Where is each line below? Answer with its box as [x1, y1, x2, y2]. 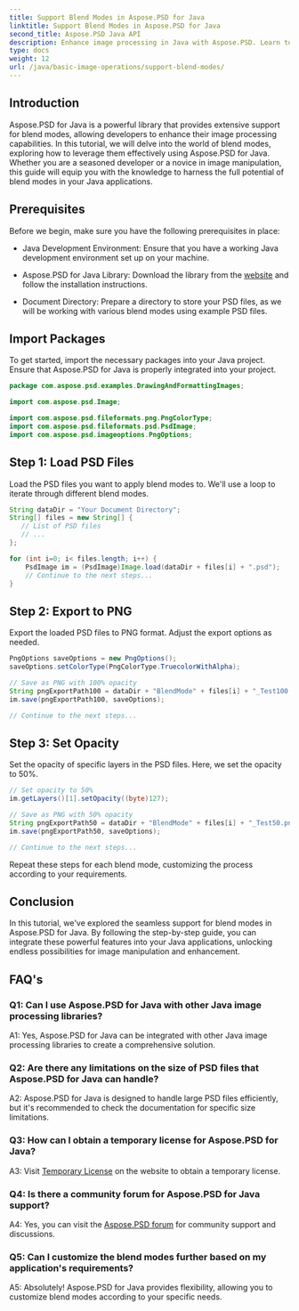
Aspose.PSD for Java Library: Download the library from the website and [21, 269, 289, 280]
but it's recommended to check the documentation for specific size [9, 1103, 256, 1113]
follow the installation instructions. [21, 279, 149, 289]
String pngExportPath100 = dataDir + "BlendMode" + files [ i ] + [9, 686, 249, 695]
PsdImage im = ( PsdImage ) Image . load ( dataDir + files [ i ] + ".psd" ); [25, 562, 281, 571]
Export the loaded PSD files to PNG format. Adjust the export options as [9, 627, 272, 638]
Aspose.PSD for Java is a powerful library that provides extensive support [9, 119, 280, 130]
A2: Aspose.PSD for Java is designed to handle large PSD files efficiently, [9, 1093, 279, 1104]
